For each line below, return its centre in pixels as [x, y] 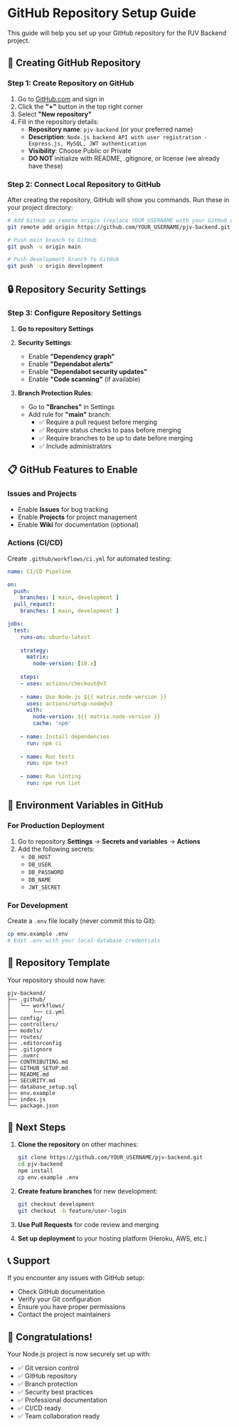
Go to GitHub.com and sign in [61, 99]
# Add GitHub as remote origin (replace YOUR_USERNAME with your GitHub [117, 220]
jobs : [15, 624]
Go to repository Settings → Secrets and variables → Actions [109, 841]
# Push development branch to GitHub [63, 259]
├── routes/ [25, 1037]
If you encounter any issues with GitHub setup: [76, 1278]
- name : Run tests [47, 757]
